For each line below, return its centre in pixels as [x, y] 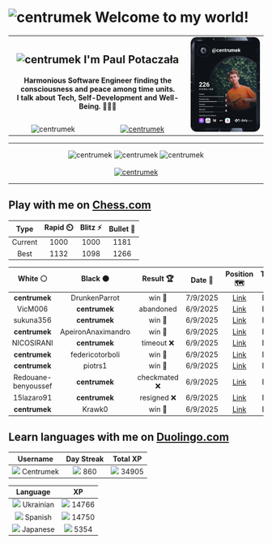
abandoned [158, 309]
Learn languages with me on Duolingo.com [119, 437]
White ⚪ [32, 279]
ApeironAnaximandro [95, 332]
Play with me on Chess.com [80, 206]
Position [240, 274]
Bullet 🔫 [122, 229]
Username [36, 459]
